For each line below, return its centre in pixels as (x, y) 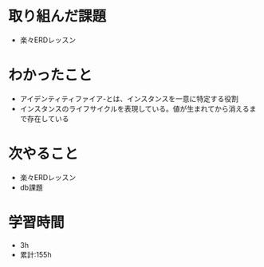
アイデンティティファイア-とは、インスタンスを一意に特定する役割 (129, 98)
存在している (48, 118)
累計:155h (35, 254)
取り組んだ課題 (57, 16)
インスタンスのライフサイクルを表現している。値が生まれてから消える (134, 108)
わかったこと (51, 75)
